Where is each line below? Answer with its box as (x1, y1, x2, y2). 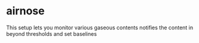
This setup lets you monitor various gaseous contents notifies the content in (6, 24, 193, 31)
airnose (6, 4, 45, 18)
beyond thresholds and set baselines (6, 30, 97, 37)
